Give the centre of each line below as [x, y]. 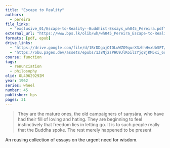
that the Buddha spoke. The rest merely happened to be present [84, 130]
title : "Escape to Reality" [35, 10]
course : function [24, 57]
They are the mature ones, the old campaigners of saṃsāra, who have [91, 114]
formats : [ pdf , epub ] [28, 39]
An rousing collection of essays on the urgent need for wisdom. [71, 140]
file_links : [18, 24]
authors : [14, 15]
